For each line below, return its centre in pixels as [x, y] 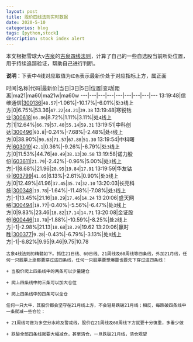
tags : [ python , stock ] [32, 33]
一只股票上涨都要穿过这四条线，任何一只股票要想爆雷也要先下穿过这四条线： [89, 260]
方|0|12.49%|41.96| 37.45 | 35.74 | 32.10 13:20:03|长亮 [68, 183]
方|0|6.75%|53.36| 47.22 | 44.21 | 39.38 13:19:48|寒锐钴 [69, 110]
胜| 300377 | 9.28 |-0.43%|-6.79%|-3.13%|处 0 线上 [64, 234]
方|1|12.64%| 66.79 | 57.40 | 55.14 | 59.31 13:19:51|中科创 [69, 125]
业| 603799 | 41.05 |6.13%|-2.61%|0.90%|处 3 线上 [62, 176]
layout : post [22, 11]
